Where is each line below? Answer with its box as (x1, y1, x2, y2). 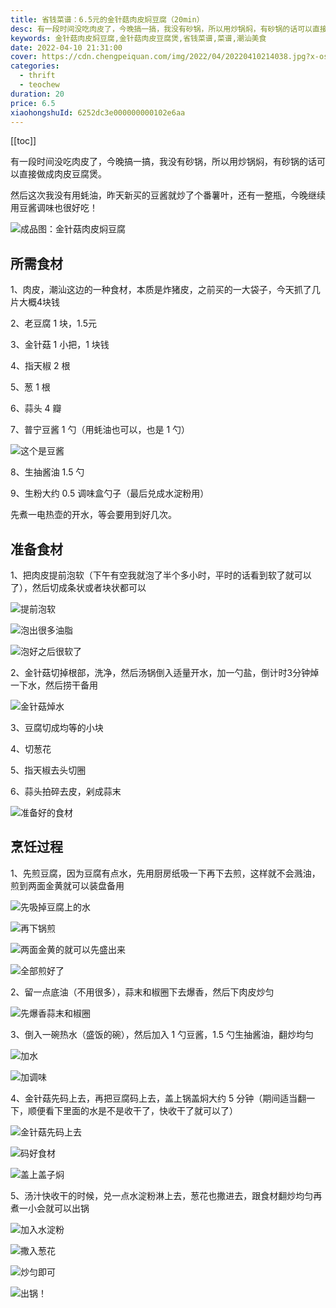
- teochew (19, 80, 60, 90)
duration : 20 (10, 89, 65, 99)
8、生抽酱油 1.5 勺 (10, 466, 85, 478)
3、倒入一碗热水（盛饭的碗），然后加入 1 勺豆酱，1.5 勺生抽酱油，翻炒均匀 (10, 1028, 314, 1040)
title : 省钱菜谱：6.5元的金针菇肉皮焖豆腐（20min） (10, 14, 205, 25)
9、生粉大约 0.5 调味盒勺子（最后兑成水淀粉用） (10, 487, 210, 500)
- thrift (19, 71, 56, 81)
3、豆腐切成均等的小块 (10, 722, 104, 733)
